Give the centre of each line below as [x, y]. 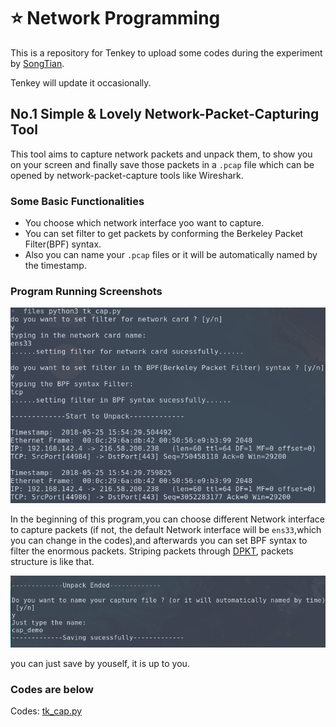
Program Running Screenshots [86, 291]
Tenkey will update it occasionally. [81, 82]
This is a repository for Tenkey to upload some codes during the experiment [166, 52]
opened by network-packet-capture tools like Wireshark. [127, 175]
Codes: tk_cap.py [46, 711]
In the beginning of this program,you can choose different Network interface [167, 519]
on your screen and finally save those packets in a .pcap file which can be [162, 164]
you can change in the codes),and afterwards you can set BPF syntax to [159, 540]
